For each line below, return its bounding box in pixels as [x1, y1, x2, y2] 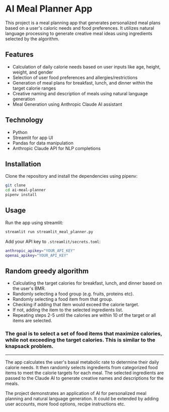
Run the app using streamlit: [5, 220, 64, 226]
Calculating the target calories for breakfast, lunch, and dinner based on [12, 280, 162, 286]
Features [5, 50, 34, 59]
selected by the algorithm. [5, 36, 59, 42]
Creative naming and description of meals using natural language [12, 90, 148, 96]
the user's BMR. [12, 286, 46, 292]
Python [12, 129, 28, 135]
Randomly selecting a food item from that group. [12, 296, 113, 302]
